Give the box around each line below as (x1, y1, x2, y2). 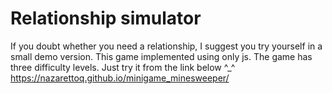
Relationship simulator (10, 7, 202, 30)
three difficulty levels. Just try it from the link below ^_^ (10, 61, 236, 73)
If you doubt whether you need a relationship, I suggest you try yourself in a (10, 40, 323, 52)
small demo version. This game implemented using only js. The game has (10, 50, 313, 62)
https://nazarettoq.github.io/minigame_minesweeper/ (10, 72, 230, 84)
